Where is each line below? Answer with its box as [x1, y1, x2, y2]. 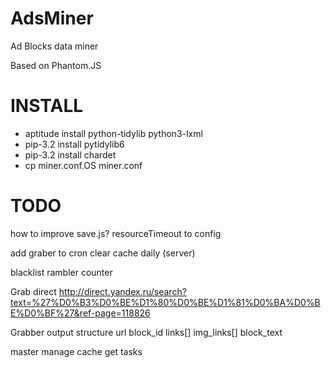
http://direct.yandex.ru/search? [58, 285, 187, 297]
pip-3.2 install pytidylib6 [24, 138, 125, 150]
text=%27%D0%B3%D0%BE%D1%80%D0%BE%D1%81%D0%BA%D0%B [10, 296, 321, 308]
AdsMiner [10, 7, 94, 30]
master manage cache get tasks [10, 345, 143, 357]
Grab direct [10, 285, 57, 297]
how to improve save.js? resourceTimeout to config [10, 227, 222, 239]
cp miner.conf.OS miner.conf [24, 159, 143, 171]
